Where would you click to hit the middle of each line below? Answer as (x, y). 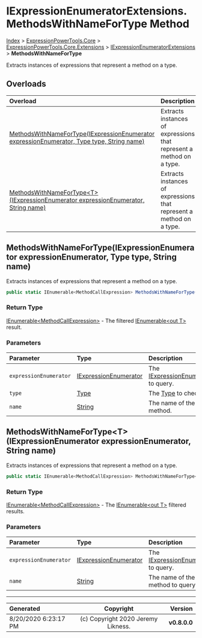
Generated (25, 608)
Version (181, 608)
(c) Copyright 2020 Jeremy (119, 619)
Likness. (119, 627)
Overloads (26, 84)
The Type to (165, 393)
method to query (172, 585)
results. (16, 511)
